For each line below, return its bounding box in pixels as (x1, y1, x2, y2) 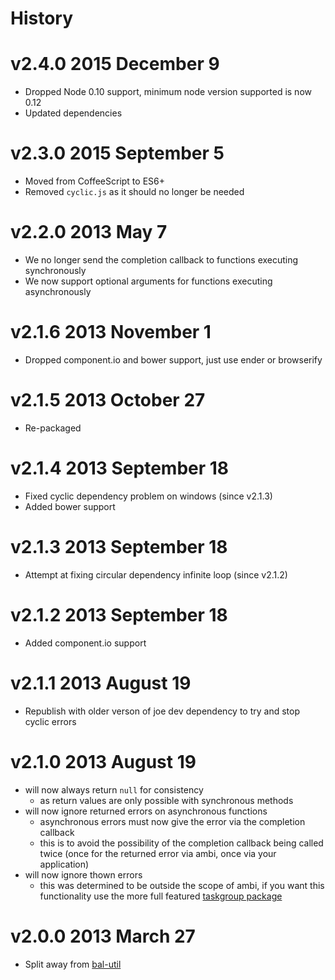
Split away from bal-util (24, 958, 122, 970)
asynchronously (24, 286, 92, 297)
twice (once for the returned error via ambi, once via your (39, 847, 277, 859)
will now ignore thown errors (24, 868, 143, 881)
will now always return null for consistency (24, 783, 204, 796)
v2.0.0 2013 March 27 (10, 925, 196, 947)
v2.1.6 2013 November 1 (10, 321, 212, 344)
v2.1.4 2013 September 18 (10, 457, 230, 480)
